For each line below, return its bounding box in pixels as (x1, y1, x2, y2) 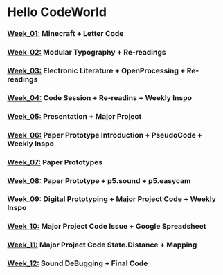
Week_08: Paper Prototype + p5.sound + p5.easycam (7, 176, 191, 185)
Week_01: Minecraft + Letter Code (7, 29, 124, 39)
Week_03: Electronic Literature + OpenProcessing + (7, 66, 186, 75)
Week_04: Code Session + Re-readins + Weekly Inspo (7, 93, 193, 102)
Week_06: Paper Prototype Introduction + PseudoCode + (7, 130, 203, 140)
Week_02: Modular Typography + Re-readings (7, 48, 166, 57)
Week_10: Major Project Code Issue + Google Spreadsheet (7, 222, 206, 231)
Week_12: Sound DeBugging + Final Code (7, 258, 148, 268)
